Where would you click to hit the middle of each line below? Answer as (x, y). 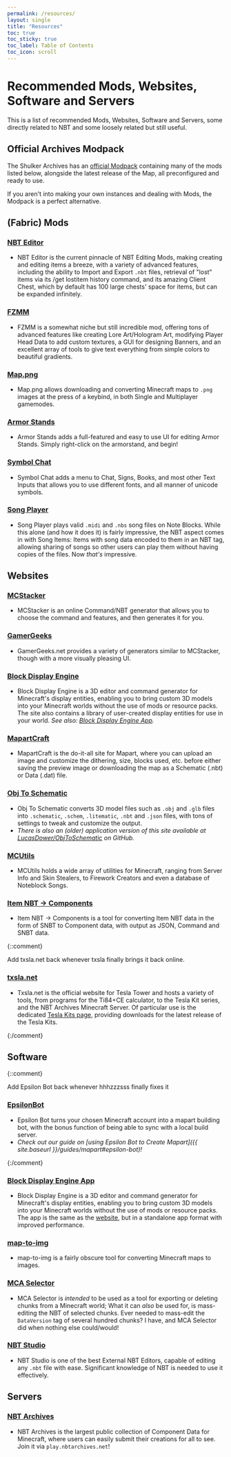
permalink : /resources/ (41, 13)
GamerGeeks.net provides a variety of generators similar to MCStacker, (119, 650)
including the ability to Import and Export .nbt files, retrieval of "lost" (114, 272)
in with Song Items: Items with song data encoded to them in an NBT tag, (121, 539)
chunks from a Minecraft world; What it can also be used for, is (107, 1305)
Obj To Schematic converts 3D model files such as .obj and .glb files (116, 808)
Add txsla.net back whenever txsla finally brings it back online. (96, 960)
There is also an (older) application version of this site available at (111, 830)
